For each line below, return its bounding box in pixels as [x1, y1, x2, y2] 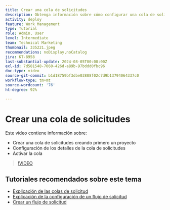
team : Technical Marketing [5, 40, 62, 45]
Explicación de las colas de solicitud [12, 188, 89, 194]
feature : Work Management [5, 21, 60, 27]
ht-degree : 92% [5, 87, 37, 92]
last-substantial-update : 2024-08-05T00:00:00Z [5, 59, 108, 64]
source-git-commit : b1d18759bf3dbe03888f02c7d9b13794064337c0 [5, 73, 139, 78]
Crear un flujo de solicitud [12, 199, 67, 205]
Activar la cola [12, 150, 43, 156]
